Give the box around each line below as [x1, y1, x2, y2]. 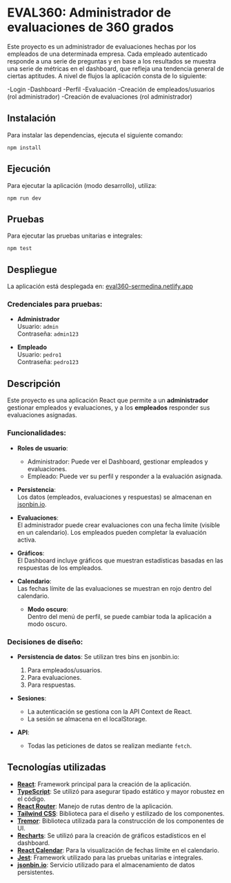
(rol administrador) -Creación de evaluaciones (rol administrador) [7, 92, 193, 101]
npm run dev [7, 195, 41, 202]
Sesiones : [17, 694, 47, 702]
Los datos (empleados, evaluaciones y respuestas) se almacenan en [17, 493, 212, 501]
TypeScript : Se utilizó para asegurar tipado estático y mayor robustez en [17, 787, 225, 795]
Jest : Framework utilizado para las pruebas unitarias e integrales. [17, 853, 203, 862]
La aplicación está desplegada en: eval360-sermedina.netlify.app [7, 282, 193, 291]
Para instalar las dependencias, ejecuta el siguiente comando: [7, 131, 183, 139]
